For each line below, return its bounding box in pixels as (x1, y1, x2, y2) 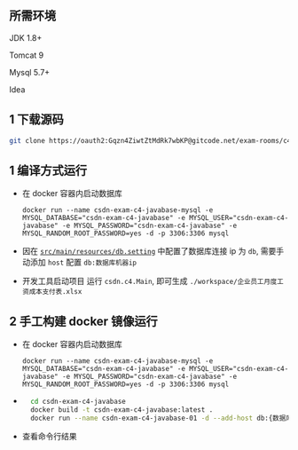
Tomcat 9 (9, 50, 44, 60)
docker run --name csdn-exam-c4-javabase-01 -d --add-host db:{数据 (30, 414, 286, 422)
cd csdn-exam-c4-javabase (30, 398, 126, 407)
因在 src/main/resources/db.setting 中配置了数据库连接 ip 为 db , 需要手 (21, 246, 285, 257)
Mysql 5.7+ (9, 67, 51, 77)
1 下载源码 (9, 112, 65, 127)
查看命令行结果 (21, 430, 77, 441)
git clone (9, 136, 46, 145)
